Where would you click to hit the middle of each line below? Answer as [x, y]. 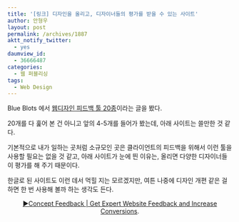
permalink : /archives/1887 [47, 34]
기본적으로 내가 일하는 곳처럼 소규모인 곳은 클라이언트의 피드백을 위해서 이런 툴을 [120, 148]
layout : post [27, 27]
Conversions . [120, 211]
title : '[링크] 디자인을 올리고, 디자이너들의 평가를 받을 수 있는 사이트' [103, 14]
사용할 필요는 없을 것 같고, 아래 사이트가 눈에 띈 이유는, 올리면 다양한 [102, 156]
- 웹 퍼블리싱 [31, 74]
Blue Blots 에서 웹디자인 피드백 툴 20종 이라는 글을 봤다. [85, 109]
